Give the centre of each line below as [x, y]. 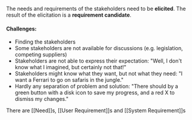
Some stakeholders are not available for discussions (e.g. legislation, [99, 48]
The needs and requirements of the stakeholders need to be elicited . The [96, 9]
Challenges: [21, 29]
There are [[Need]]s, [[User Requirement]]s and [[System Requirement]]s [96, 110]
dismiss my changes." [42, 99]
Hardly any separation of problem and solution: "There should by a [96, 87]
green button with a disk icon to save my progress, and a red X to [95, 93]
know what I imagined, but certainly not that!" [70, 67]
